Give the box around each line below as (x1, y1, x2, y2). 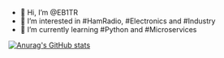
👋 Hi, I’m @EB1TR (19, 8, 79, 17)
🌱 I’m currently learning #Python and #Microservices (19, 25, 197, 34)
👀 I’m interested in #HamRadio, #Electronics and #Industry (19, 16, 216, 26)
